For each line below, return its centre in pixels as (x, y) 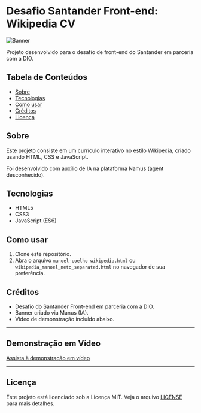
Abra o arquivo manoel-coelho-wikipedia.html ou (75, 260)
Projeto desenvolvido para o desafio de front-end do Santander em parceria (100, 52)
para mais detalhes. (31, 403)
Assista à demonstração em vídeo (48, 358)
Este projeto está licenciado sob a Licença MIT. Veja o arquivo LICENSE (94, 397)
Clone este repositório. (43, 254)
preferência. (30, 273)
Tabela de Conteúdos (47, 77)
